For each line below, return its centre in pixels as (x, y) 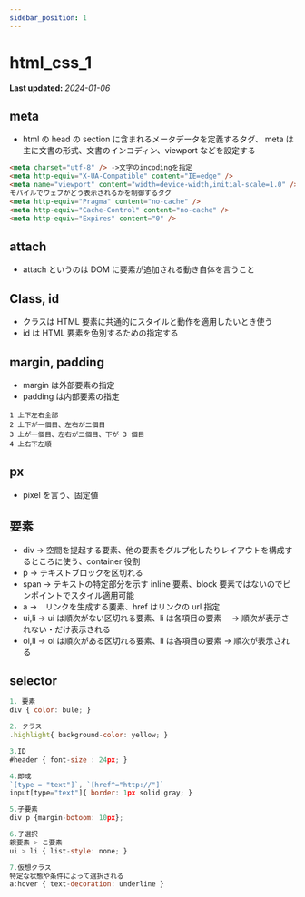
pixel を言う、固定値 (60, 494)
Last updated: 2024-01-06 (60, 88)
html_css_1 (51, 62)
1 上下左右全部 (34, 415)
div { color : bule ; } (50, 710)
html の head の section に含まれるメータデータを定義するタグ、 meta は (158, 139)
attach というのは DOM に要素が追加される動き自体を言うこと (139, 269)
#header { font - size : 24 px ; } (69, 760)
